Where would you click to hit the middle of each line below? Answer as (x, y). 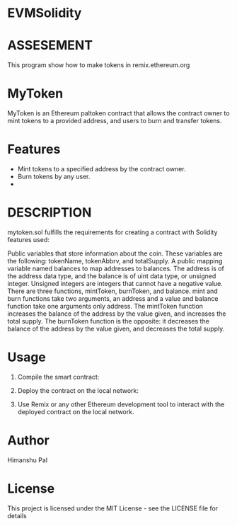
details (17, 515)
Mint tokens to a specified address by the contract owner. (102, 169)
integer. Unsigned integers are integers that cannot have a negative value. (115, 283)
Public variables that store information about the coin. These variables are (115, 253)
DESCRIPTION (50, 213)
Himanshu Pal (28, 460)
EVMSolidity (45, 13)
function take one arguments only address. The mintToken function (105, 306)
